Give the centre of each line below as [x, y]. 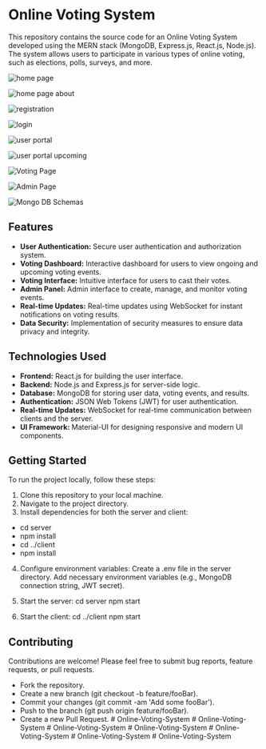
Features [31, 227]
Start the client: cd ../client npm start [80, 617]
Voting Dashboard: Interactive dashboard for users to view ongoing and [139, 263]
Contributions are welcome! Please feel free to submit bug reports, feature [131, 661]
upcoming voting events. [61, 272]
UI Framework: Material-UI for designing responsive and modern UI [131, 427]
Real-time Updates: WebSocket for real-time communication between [135, 410]
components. [42, 435]
